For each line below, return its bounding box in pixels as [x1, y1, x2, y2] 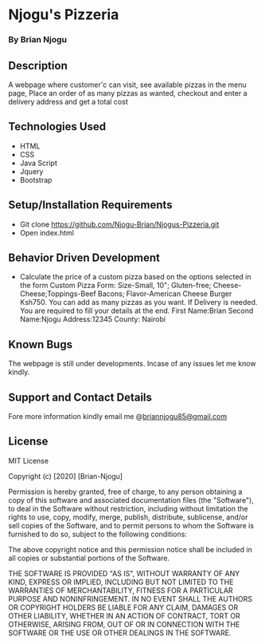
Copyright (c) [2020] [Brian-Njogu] [8, 471, 123, 480]
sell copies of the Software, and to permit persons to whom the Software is [8, 520, 255, 530]
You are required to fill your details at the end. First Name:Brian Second [19, 306, 254, 316]
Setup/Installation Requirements [8, 198, 173, 212]
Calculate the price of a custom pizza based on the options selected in [19, 272, 252, 282]
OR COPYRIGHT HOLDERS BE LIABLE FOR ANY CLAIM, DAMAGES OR [8, 603, 239, 612]
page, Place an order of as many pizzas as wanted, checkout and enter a [8, 88, 248, 97]
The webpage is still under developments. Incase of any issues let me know [8, 359, 256, 369]
